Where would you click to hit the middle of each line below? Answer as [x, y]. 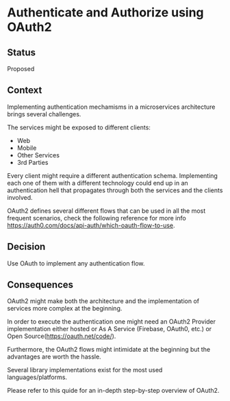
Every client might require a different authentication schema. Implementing [112, 175]
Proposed [21, 69]
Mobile [27, 148]
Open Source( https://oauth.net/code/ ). [62, 336]
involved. [20, 197]
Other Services [38, 155]
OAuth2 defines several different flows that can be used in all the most [106, 211]
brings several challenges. [44, 114]
